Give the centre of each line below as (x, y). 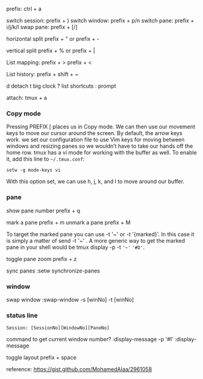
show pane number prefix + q (43, 210)
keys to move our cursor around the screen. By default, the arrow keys (95, 133)
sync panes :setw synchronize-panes (53, 271)
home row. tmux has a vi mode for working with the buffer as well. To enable (101, 153)
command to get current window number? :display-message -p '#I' (90, 339)
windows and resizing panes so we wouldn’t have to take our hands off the (100, 146)
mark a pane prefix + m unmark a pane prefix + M (68, 222)
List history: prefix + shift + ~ (42, 74)
